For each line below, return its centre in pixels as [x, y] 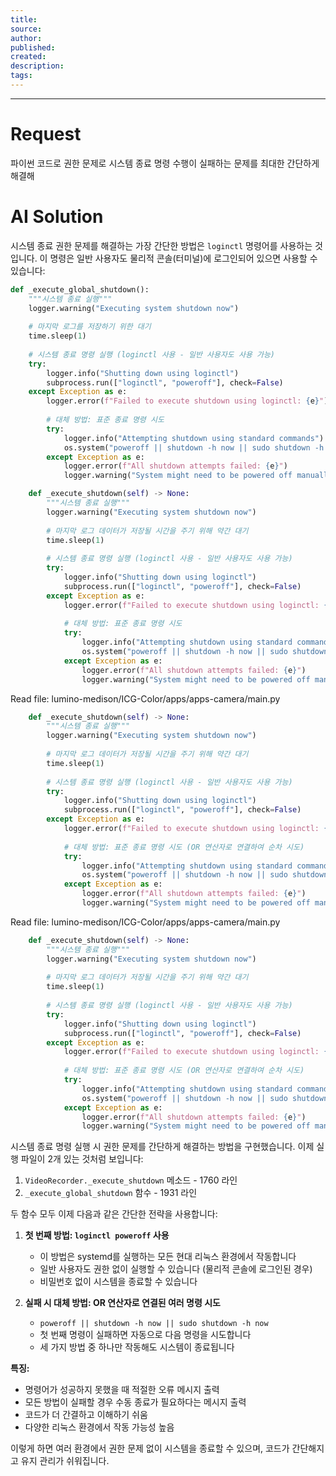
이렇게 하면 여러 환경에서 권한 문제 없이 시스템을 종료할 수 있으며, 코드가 [150, 1448]
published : [33, 47]
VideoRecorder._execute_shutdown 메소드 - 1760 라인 [131, 1180]
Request [46, 134]
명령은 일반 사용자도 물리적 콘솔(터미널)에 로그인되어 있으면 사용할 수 [183, 258]
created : [28, 57]
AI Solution [57, 217]
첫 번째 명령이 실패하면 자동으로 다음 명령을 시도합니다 [145, 1335]
